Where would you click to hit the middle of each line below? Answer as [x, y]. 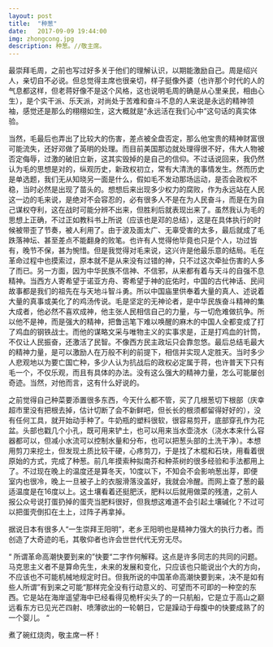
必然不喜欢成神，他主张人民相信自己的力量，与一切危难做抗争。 [150, 312]
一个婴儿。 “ [29, 618]
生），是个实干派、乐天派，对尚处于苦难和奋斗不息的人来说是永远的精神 [128, 101]
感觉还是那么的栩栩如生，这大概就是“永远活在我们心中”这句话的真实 [136, 111]
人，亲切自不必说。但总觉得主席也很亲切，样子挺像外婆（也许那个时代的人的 [136, 81]
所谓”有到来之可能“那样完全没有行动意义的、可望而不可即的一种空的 [136, 588]
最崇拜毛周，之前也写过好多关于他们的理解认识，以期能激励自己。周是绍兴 [133, 71]
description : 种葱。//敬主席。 [57, 46]
